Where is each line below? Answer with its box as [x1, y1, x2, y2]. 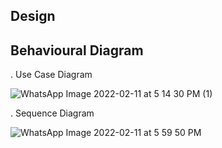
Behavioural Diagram [10, 42, 144, 59]
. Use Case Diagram [10, 69, 93, 81]
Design [10, 8, 56, 25]
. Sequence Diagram [10, 107, 95, 119]
